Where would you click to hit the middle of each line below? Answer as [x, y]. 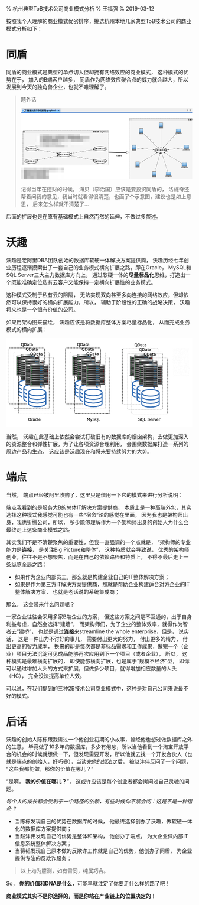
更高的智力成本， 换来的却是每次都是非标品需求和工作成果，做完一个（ [97, 646]
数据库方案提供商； [48, 828]
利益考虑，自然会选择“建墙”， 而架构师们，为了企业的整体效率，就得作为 [94, 624]
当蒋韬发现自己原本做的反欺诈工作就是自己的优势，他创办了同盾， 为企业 [103, 851]
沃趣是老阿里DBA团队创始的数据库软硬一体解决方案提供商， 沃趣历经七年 [95, 260]
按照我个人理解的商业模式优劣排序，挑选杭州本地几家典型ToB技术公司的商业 [99, 21]
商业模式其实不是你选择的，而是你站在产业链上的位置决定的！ [81, 896]
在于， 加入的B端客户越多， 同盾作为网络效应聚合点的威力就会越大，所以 [100, 79]
